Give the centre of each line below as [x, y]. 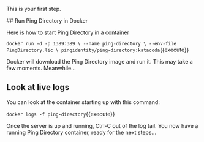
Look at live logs [38, 87]
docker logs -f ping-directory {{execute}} [61, 114]
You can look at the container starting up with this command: [83, 102]
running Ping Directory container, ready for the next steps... [81, 132]
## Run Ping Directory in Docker [47, 21]
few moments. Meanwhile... [41, 68]
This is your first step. [34, 9]
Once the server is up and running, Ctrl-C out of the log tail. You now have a [102, 125]
